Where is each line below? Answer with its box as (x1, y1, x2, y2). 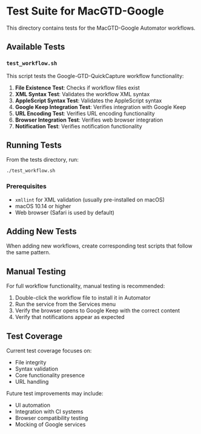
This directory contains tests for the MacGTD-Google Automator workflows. (6, 24, 196, 31)
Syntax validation (15, 365, 59, 373)
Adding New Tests (6, 226, 77, 237)
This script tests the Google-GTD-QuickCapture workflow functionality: (6, 72, 184, 79)
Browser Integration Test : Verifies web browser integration (15, 116, 163, 123)
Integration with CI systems (15, 408, 84, 415)
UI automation (15, 401, 50, 409)
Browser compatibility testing (15, 415, 88, 422)
